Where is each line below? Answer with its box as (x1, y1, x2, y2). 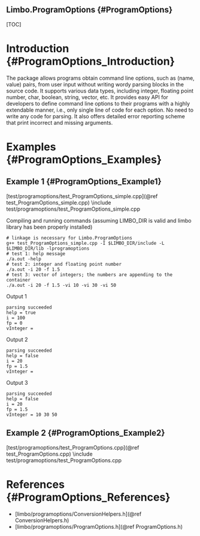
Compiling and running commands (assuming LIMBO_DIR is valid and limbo (6, 217, 192, 224)
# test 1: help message (6, 250, 66, 257)
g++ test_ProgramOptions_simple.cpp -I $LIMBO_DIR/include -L (6, 240, 165, 246)
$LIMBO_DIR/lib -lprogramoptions (6, 245, 90, 251)
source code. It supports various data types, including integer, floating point (6, 87, 193, 94)
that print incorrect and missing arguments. (6, 119, 113, 126)
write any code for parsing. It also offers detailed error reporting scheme (6, 112, 186, 119)
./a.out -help (6, 256, 42, 262)
